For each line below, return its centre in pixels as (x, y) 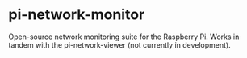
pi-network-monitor (77, 15)
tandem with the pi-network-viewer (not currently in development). (120, 44)
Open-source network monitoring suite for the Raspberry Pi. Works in (124, 37)
